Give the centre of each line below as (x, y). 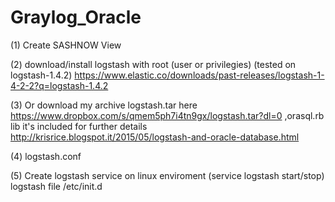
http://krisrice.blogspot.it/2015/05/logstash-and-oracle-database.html (155, 137)
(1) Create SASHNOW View (66, 45)
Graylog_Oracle (76, 17)
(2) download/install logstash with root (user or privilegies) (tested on (153, 64)
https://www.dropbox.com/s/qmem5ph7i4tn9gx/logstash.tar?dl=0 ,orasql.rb (167, 115)
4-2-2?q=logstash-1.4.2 (59, 85)
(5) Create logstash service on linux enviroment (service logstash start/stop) (167, 175)
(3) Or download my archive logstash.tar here (104, 105)
